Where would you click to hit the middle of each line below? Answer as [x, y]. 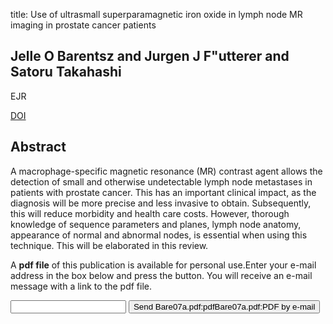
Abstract [38, 147]
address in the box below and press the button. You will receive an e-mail [161, 275]
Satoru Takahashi [66, 72]
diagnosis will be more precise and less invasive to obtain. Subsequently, [161, 203]
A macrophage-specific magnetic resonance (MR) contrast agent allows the [166, 171]
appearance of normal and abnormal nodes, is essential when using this [159, 235]
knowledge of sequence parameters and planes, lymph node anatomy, [156, 224]
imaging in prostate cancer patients [83, 25]
